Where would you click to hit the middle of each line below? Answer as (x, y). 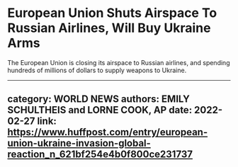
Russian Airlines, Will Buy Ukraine (109, 28)
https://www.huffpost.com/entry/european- (107, 132)
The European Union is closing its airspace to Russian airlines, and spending (119, 62)
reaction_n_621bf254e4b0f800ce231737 (100, 155)
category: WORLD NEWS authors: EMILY (98, 99)
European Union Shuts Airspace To (112, 13)
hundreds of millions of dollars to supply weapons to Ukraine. (97, 70)
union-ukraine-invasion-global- (79, 143)
